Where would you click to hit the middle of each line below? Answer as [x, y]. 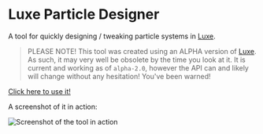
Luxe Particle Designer [84, 14]
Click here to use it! [39, 91]
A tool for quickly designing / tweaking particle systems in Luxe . [112, 36]
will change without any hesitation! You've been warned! [119, 76]
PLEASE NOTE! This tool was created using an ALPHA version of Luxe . [142, 51]
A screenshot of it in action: [53, 107]
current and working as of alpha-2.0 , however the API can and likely [138, 67]
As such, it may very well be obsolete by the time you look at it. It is [136, 60]
